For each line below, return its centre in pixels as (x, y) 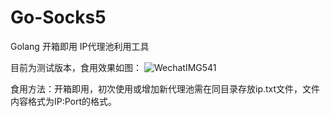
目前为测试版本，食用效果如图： (76, 67)
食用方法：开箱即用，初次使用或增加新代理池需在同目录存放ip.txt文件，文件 (165, 88)
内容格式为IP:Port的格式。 (64, 101)
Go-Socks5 (58, 17)
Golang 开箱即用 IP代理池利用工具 (80, 46)
